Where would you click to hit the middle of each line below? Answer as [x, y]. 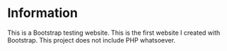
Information [42, 13]
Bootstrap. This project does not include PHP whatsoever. [91, 40]
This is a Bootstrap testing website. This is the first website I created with [114, 33]
